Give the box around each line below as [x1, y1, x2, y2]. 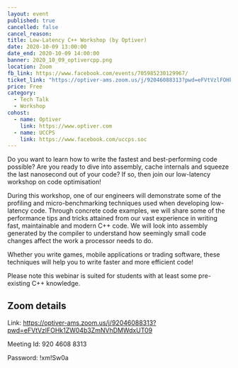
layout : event [7, 10, 50, 18]
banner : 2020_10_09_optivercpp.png [7, 57, 113, 64]
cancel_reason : [7, 30, 52, 38]
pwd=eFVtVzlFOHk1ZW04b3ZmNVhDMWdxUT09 [7, 326, 153, 335]
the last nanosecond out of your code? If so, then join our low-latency [7, 170, 211, 179]
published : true [7, 17, 55, 24]
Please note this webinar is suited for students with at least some [7, 272, 197, 280]
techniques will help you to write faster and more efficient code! [7, 258, 193, 267]
